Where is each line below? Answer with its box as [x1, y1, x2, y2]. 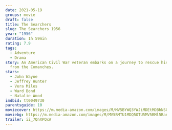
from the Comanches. [10, 64, 54, 70]
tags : [5, 46, 17, 51]
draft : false [5, 17, 33, 22]
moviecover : [5, 107, 31, 113]
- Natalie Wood [10, 93, 42, 98]
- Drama [10, 55, 27, 60]
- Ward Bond [10, 88, 36, 94]
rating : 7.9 [5, 41, 31, 46]
